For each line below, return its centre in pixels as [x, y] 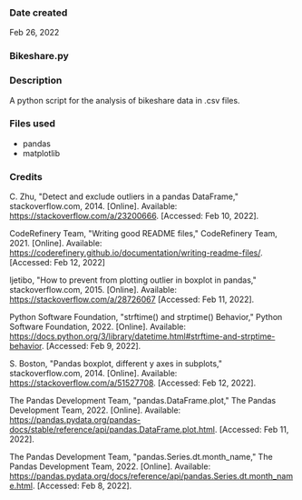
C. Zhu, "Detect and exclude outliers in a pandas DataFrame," [124, 196]
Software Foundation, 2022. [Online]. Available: [97, 327]
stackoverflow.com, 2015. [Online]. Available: [93, 290]
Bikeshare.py [39, 56]
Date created [39, 13]
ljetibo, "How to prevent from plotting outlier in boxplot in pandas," [133, 280]
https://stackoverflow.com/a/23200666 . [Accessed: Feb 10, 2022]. [134, 216]
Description [36, 81]
